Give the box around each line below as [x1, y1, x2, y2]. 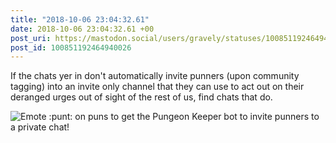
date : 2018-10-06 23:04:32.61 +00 [10, 24, 155, 34]
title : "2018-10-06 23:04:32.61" [10, 14, 150, 25]
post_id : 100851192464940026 [10, 42, 132, 53]
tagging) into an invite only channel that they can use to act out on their [10, 81, 305, 93]
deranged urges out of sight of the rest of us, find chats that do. [10, 91, 273, 103]
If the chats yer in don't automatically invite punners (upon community [10, 70, 300, 82]
